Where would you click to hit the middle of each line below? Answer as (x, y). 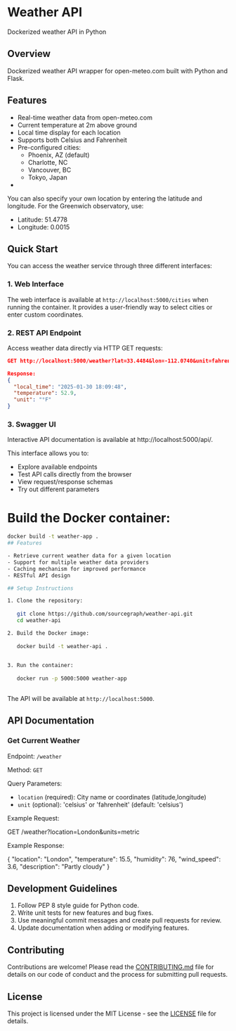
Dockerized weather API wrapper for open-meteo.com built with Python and (118, 70)
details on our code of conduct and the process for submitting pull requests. (118, 975)
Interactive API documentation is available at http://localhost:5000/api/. (110, 440)
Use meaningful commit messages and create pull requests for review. (119, 921)
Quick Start (33, 249)
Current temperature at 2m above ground (77, 125)
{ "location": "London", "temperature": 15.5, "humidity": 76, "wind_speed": (114, 859)
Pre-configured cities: (49, 147)
